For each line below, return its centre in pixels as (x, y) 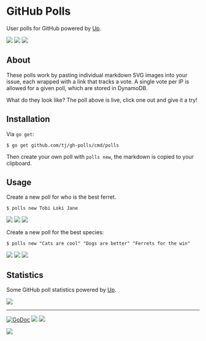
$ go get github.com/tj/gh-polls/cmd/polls (63, 145)
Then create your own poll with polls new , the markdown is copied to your (100, 156)
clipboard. (19, 163)
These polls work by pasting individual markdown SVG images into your (97, 75)
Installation (28, 119)
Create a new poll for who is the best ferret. (61, 197)
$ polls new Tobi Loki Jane (42, 209)
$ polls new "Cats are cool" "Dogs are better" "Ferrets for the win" (98, 243)
